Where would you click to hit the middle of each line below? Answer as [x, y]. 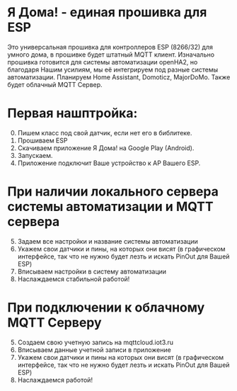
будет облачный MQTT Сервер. [55, 84]
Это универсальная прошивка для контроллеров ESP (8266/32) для [110, 47]
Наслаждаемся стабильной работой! [74, 279]
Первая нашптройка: [73, 113]
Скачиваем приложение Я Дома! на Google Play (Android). [106, 148]
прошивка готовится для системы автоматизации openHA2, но [103, 62]
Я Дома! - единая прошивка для [107, 12]
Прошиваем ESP [42, 140]
